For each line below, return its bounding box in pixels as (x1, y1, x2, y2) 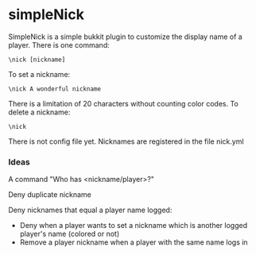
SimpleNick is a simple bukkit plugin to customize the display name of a (8, 32, 242, 41)
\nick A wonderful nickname (8, 85, 102, 93)
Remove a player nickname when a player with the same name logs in (19, 238, 248, 247)
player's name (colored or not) (19, 229, 120, 239)
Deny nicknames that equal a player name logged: (8, 205, 173, 215)
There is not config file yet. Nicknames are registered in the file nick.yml (8, 137, 244, 146)
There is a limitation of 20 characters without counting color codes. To (8, 99, 239, 108)
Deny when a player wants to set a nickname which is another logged (19, 221, 248, 230)
